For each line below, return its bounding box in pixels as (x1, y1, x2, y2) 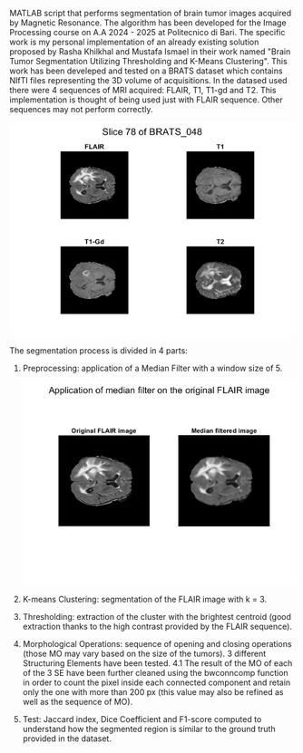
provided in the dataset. (22, 733, 112, 744)
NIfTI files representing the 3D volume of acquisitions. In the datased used (9, 75, 288, 85)
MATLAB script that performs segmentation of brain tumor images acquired (9, 8, 292, 18)
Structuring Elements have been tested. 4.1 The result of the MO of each (22, 658, 293, 669)
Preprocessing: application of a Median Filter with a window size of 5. (22, 362, 283, 373)
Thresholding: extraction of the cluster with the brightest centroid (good (22, 612, 292, 623)
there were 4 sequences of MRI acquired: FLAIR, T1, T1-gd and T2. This (9, 85, 277, 95)
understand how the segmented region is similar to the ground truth (22, 724, 276, 735)
